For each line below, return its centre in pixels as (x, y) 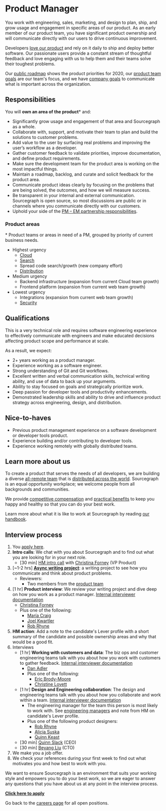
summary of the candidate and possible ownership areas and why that (84, 637)
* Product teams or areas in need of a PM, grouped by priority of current (79, 235)
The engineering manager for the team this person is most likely (92, 706)
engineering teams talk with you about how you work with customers (90, 658)
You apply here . (28, 547)
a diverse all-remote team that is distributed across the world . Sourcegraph (82, 479)
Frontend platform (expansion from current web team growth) (83, 287)
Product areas (23, 224)
